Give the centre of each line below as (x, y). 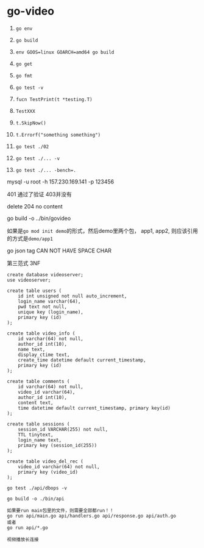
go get (24, 64)
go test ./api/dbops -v (37, 488)
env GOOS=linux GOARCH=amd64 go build (65, 52)
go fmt (24, 76)
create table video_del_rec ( (45, 461)
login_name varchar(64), (49, 301)
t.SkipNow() (31, 123)
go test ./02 (32, 147)
